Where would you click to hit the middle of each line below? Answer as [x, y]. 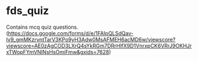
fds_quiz [27, 11]
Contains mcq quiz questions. [42, 27]
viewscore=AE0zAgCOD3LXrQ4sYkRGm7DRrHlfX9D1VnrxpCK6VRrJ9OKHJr [99, 46]
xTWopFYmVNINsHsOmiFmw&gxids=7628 [58, 52]
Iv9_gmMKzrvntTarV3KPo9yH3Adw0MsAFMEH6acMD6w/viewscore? [91, 39]
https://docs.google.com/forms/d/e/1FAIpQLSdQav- [71, 33]
